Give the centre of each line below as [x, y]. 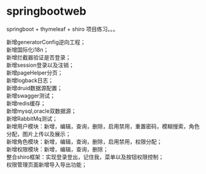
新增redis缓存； [26, 103]
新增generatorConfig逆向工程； [46, 42]
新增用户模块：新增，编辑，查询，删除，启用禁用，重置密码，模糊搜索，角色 [103, 126]
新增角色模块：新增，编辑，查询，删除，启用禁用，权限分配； [84, 142]
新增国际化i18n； [28, 50]
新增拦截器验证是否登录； [39, 57]
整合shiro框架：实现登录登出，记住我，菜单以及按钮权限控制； [85, 157]
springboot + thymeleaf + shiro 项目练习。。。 [62, 29]
